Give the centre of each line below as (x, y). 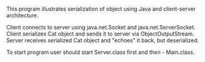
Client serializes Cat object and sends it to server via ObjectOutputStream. (100, 34)
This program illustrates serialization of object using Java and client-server (101, 9)
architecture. (22, 15)
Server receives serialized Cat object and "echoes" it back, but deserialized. (103, 40)
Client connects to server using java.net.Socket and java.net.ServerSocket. (101, 27)
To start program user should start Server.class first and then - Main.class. (101, 52)
